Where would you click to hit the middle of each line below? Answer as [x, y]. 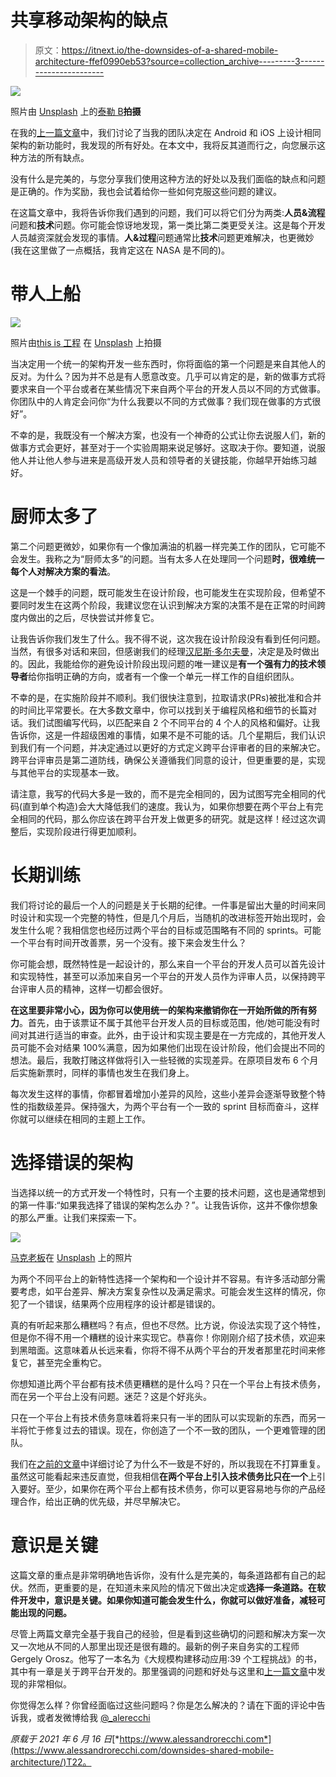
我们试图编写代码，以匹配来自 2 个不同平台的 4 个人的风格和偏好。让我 [174, 722]
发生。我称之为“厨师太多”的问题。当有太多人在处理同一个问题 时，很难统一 [171, 558]
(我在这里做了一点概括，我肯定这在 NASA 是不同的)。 [120, 250]
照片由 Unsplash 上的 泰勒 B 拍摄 [76, 111]
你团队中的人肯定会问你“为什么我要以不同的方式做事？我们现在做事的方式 [161, 401]
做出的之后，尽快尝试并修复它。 [93, 617]
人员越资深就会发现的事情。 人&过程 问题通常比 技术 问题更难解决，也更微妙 [162, 237]
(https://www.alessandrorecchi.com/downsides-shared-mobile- [142, 1750]
